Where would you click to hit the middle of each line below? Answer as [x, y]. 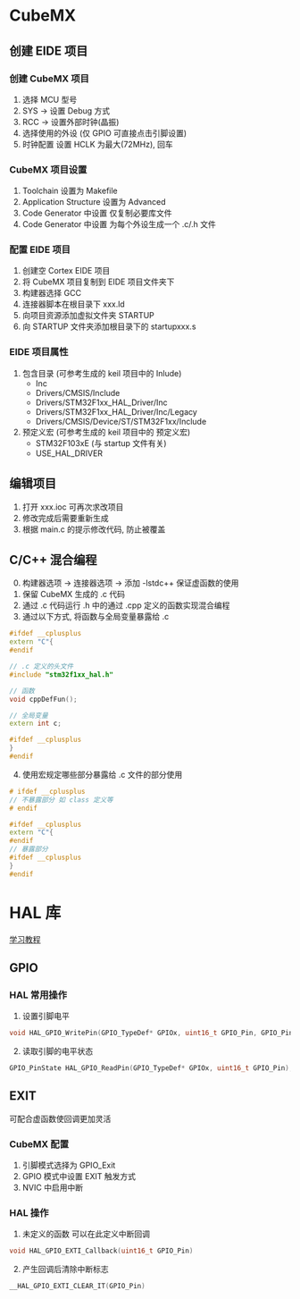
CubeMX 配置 [39, 1143]
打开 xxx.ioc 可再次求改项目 [73, 507]
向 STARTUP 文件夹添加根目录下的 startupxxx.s [109, 326]
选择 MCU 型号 [50, 99]
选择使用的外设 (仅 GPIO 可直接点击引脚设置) [104, 133]
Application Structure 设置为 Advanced [94, 202]
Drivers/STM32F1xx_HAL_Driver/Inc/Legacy [117, 411]
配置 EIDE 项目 [40, 249]
